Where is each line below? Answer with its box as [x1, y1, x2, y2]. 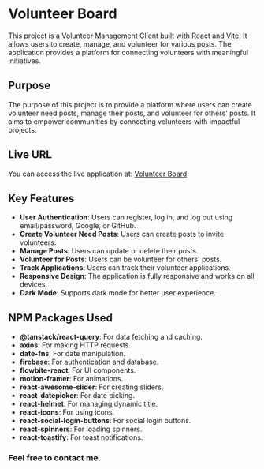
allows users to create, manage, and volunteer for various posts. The [8, 39, 232, 48]
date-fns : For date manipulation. [19, 349, 126, 358]
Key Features [8, 191, 75, 205]
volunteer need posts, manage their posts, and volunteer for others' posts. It [8, 108, 256, 118]
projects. [8, 125, 37, 134]
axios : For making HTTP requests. [19, 340, 132, 350]
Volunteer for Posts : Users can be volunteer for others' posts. [19, 254, 222, 265]
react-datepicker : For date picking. [19, 391, 136, 400]
